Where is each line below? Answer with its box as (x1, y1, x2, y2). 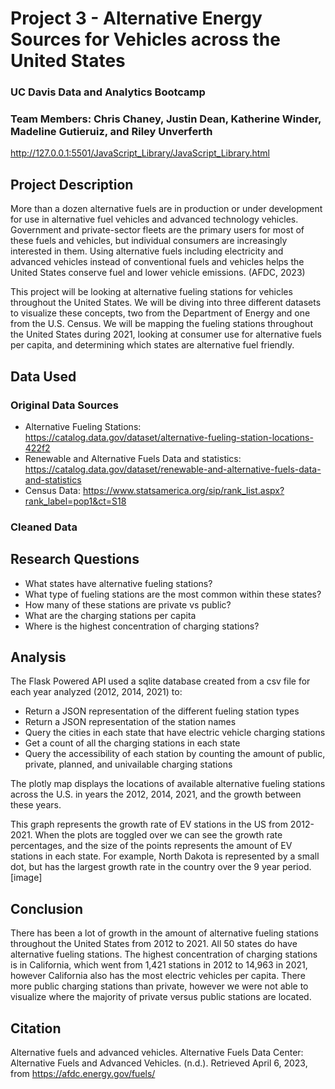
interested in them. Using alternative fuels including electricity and (10, 245, 284, 257)
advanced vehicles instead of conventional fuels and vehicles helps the (10, 256, 305, 268)
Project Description (10, 176, 134, 193)
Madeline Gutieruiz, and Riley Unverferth (10, 125, 213, 139)
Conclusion (10, 900, 84, 917)
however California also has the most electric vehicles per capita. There (10, 970, 306, 982)
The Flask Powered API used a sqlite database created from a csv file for (10, 675, 311, 687)
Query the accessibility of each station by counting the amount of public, (24, 748, 326, 760)
